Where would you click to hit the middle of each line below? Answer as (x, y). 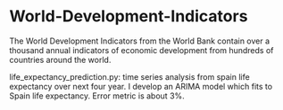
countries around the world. (60, 59)
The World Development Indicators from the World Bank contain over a (140, 41)
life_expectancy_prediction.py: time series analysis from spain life (129, 76)
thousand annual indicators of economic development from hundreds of (141, 50)
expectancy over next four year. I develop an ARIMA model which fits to (141, 86)
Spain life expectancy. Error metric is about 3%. (97, 96)
